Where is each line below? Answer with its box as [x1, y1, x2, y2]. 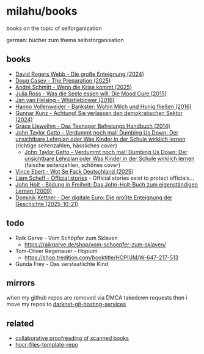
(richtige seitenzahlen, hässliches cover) [15, 142, 117, 149]
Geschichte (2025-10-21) [15, 200, 78, 207]
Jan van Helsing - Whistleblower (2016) [15, 96, 115, 103]
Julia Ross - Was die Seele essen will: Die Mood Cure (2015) [15, 90, 167, 97]
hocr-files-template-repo [15, 341, 78, 348]
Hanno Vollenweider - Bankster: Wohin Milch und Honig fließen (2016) [15, 103, 192, 110]
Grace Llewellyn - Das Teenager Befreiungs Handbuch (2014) [15, 122, 171, 130]
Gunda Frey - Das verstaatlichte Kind [15, 260, 109, 267]
